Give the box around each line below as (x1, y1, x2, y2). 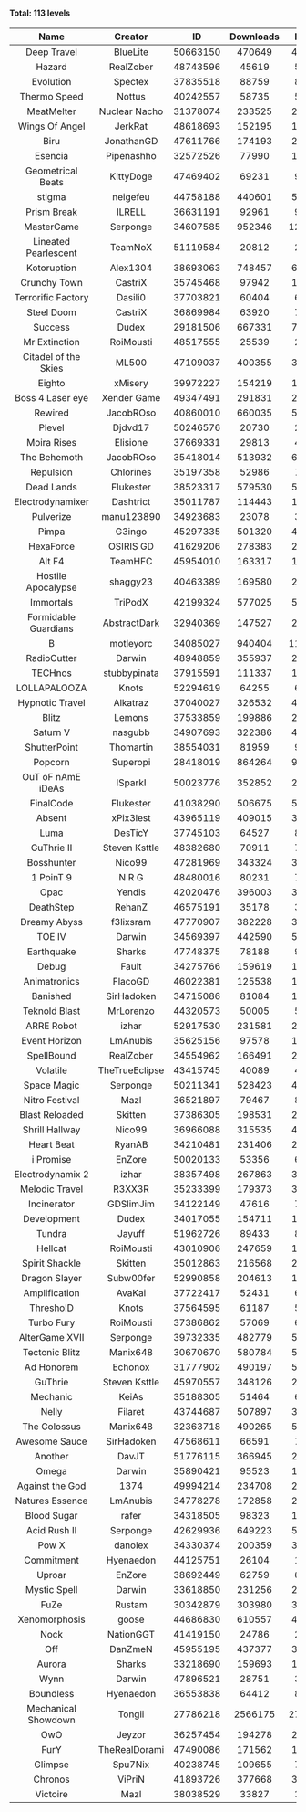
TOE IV (36, 931, 66, 943)
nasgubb (112, 726, 150, 739)
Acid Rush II (25, 1524, 77, 1537)
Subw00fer (107, 1272, 156, 1285)
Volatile (36, 1064, 68, 1077)
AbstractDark (102, 616, 160, 629)
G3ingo (115, 525, 148, 538)
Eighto (37, 377, 66, 390)
